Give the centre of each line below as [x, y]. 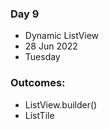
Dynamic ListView [62, 36]
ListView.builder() [61, 104]
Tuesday [42, 57]
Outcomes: [38, 83]
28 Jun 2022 [51, 46]
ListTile [39, 115]
